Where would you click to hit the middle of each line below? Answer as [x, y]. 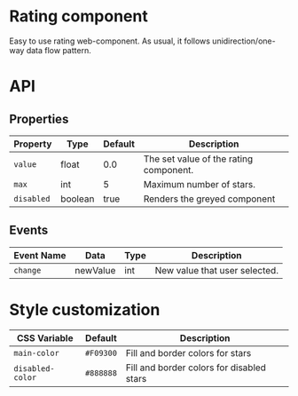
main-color [36, 353]
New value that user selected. [217, 270]
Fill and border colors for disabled [196, 368]
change [27, 270]
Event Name [40, 255]
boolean [78, 199]
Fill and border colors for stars [188, 352]
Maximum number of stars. [199, 184]
